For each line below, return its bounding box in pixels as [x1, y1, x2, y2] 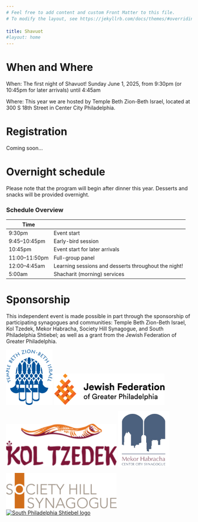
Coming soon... [6, 145, 43, 151]
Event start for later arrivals [53, 246, 120, 253]
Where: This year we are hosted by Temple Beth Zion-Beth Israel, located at [6, 98, 190, 105]
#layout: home [6, 34, 41, 41]
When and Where [6, 61, 93, 74]
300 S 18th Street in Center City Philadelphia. [6, 104, 116, 112]
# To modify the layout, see [6, 15, 78, 22]
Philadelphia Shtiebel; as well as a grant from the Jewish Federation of [6, 331, 177, 338]
